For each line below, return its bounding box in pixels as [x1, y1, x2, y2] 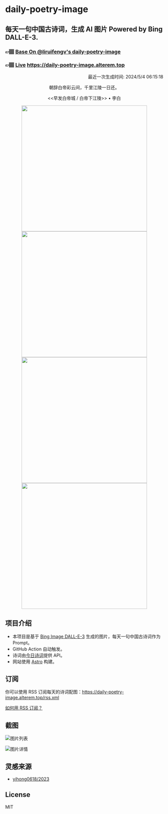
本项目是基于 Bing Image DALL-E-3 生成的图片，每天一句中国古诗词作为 [12, 633, 161, 639]
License [5, 790, 31, 799]
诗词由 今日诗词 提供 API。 [12, 652, 65, 658]
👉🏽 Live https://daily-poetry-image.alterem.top [5, 61, 125, 68]
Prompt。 [12, 639, 33, 645]
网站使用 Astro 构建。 [12, 658, 57, 664]
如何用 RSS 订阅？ [5, 705, 43, 711]
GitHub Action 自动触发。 [12, 646, 65, 652]
